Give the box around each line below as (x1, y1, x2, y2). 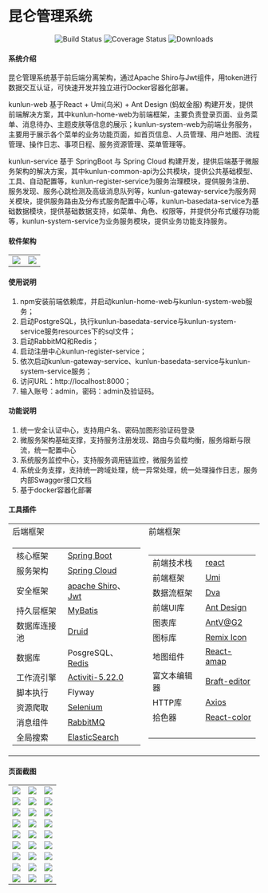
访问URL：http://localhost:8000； (19, 376, 132, 385)
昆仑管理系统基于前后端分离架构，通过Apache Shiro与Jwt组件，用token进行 (8, 73, 258, 82)
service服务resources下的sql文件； (19, 326, 136, 336)
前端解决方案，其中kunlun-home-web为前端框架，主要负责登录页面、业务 (8, 109, 251, 120)
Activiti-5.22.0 (67, 671, 124, 682)
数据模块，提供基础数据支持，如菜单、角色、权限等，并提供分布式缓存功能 (14, 207, 260, 216)
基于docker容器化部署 (19, 484, 93, 495)
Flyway (67, 686, 95, 697)
